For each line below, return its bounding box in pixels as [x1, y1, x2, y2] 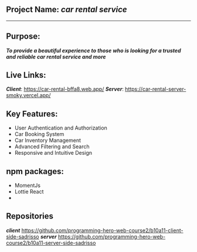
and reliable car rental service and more [6, 53, 107, 60]
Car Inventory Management [14, 137, 81, 144]
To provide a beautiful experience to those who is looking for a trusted [6, 47, 181, 54]
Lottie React [14, 188, 44, 195]
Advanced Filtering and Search [14, 143, 90, 150]
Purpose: [6, 32, 40, 42]
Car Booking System [14, 131, 64, 138]
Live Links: [6, 70, 46, 80]
